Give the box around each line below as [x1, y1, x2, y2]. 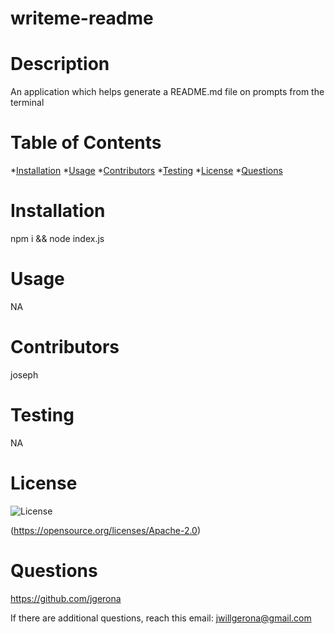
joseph [10, 368, 39, 381]
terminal [10, 97, 45, 109]
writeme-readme [10, 7, 154, 30]
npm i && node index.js [10, 233, 105, 244]
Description [10, 53, 110, 76]
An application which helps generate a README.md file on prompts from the [10, 86, 325, 98]
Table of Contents [10, 132, 162, 154]
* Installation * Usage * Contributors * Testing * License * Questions [10, 165, 283, 177]
